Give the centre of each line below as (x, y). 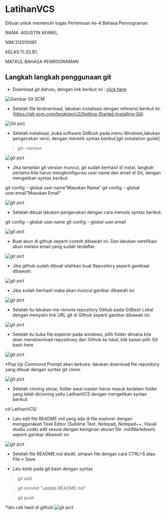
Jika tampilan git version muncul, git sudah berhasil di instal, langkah (83, 167)
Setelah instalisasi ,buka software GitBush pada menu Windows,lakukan (86, 133)
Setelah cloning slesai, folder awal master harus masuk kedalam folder (85, 388)
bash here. (23, 345)
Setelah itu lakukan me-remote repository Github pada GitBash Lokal (83, 309)
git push (26, 498)
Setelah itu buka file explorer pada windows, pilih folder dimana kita (82, 334)
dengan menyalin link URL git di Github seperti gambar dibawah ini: (81, 315)
